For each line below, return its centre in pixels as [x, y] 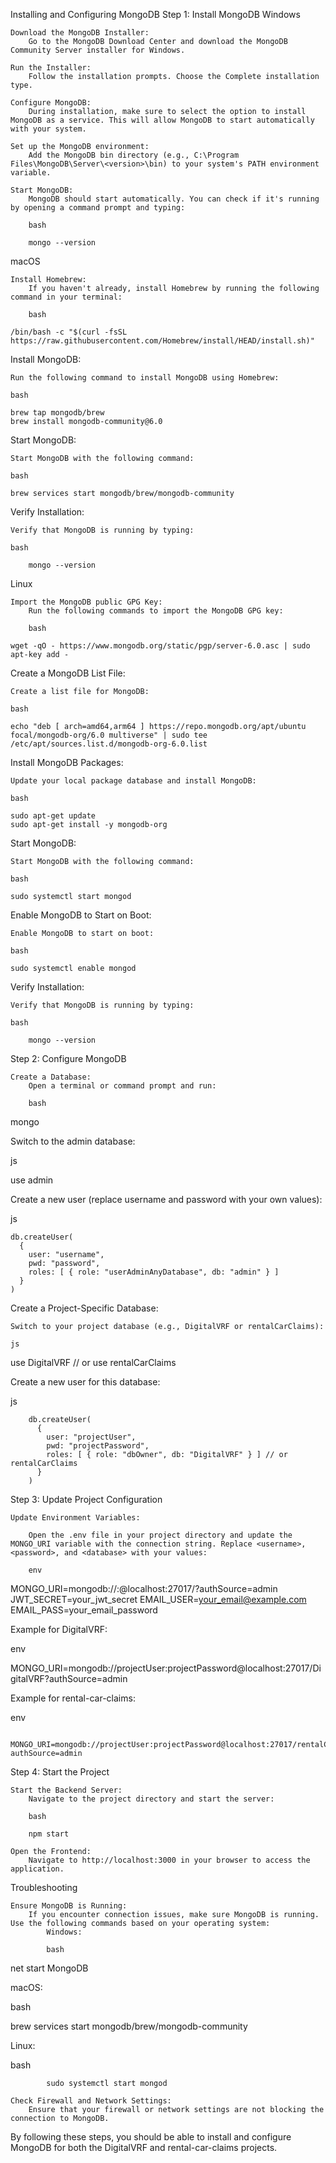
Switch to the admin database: [73, 1141]
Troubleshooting [44, 1887]
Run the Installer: [51, 68]
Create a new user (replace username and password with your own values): [166, 1199]
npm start [49, 1834]
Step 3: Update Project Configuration [86, 1499]
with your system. [48, 129]
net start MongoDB [49, 1968]
